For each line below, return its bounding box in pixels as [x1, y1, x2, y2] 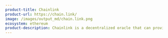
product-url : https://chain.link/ [5, 12, 77, 17]
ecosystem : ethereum [5, 21, 48, 26]
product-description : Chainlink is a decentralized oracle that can [5, 26, 151, 31]
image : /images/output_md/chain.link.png [5, 16, 93, 21]
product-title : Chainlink [5, 7, 59, 12]
